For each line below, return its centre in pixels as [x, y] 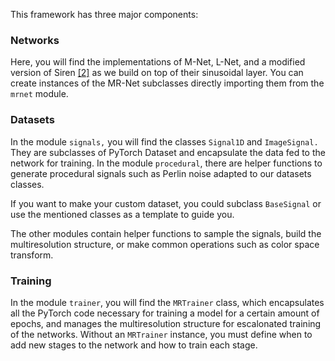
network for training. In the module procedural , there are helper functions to [166, 163]
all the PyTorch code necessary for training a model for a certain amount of [165, 313]
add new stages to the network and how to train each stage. [134, 345]
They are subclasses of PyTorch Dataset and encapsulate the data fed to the [168, 152]
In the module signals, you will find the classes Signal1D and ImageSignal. [164, 141]
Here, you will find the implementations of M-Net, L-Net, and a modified [158, 62]
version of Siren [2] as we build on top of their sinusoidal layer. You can [157, 73]
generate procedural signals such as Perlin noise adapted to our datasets [161, 173]
